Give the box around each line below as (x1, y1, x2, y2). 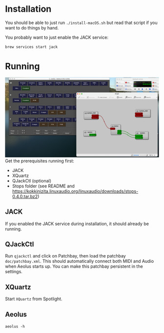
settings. (5, 269, 23, 275)
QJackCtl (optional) (12, 178, 52, 183)
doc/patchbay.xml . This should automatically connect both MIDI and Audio (5, 258, 154, 264)
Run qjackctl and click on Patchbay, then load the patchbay (5, 253, 126, 259)
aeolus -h (5, 324, 25, 329)
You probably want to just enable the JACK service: (5, 34, 109, 40)
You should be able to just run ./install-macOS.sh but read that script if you (5, 20, 158, 26)
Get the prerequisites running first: (5, 158, 75, 164)
